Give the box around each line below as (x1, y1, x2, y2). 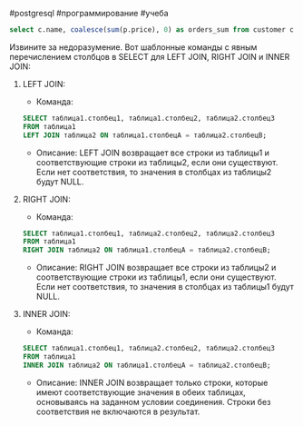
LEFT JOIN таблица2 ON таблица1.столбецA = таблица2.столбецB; (22, 131, 268, 140)
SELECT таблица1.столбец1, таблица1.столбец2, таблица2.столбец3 (22, 114, 275, 123)
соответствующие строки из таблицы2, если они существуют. (35, 156, 279, 167)
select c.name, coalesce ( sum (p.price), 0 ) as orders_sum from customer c (9, 25, 295, 35)
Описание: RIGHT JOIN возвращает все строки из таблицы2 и (35, 263, 277, 273)
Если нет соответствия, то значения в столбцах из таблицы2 (35, 166, 272, 177)
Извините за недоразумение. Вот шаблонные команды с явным (9, 41, 258, 53)
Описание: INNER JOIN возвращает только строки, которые (35, 377, 269, 388)
